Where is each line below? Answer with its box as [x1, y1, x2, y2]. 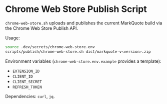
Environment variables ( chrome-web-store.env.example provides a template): [5, 58, 161, 64]
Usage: [5, 35, 20, 41]
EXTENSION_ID [12, 69, 40, 74]
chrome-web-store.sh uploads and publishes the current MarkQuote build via [5, 20, 162, 26]
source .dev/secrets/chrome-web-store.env [5, 44, 95, 49]
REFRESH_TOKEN [12, 85, 42, 90]
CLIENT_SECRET [12, 79, 42, 84]
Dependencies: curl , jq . [5, 93, 55, 99]
